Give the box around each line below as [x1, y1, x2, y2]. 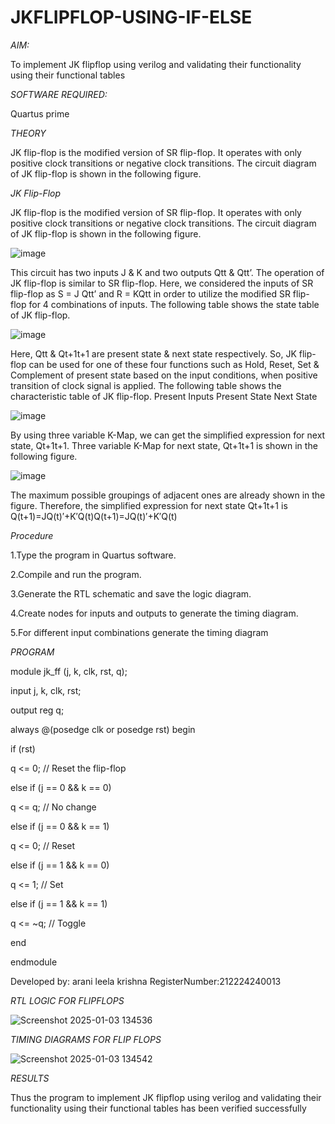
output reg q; [10, 704, 65, 716]
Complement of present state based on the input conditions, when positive [10, 369, 318, 381]
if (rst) [10, 742, 36, 755]
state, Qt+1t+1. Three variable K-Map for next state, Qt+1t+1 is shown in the [10, 439, 318, 451]
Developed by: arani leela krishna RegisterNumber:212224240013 [10, 975, 282, 987]
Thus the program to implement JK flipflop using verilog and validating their [10, 1091, 322, 1103]
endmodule [10, 956, 58, 968]
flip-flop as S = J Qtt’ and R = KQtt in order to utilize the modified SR [10, 287, 291, 300]
